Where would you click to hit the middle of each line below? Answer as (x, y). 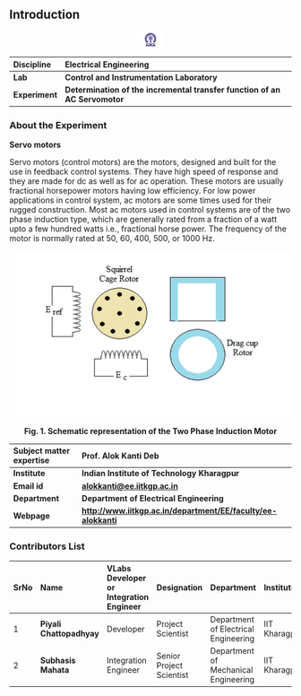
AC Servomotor (95, 100)
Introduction (45, 15)
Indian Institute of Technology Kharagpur (161, 474)
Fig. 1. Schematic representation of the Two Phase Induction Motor (150, 431)
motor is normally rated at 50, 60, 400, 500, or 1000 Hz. (112, 238)
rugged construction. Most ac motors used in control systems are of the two (150, 209)
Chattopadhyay (70, 634)
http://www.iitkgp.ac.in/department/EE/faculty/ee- (180, 511)
